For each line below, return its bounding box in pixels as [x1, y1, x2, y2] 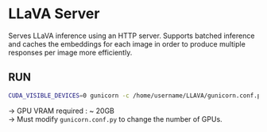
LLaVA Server [8, 5, 100, 23]
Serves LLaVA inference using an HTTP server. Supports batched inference [8, 31, 255, 40]
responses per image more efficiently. [8, 47, 133, 57]
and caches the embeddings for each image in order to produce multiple [8, 39, 246, 48]
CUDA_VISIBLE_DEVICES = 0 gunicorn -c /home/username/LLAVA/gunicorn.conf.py [8, 92, 265, 100]
